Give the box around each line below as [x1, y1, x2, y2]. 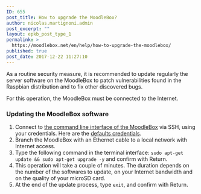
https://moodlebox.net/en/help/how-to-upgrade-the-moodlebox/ [11, 43, 171, 49]
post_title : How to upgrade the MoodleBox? [6, 14, 118, 20]
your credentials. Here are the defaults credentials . [14, 130, 142, 137]
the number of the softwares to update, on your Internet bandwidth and [14, 168, 193, 175]
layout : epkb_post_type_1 [6, 31, 71, 37]
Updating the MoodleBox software [6, 110, 109, 118]
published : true [6, 48, 47, 54]
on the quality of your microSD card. [14, 174, 106, 181]
